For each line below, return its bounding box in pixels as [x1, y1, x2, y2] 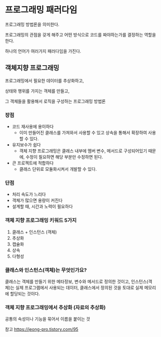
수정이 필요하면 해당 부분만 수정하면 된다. [26, 154, 103, 160]
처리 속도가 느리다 [12, 192, 46, 197]
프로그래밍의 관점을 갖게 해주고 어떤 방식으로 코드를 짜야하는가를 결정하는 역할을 [5, 32, 156, 37]
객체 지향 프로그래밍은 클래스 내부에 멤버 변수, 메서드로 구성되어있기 [19, 148, 147, 154]
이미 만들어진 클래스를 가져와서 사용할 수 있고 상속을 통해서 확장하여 [19, 130, 147, 136]
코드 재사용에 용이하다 [12, 124, 54, 129]
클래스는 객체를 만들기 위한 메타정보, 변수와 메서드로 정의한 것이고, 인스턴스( [5, 278, 148, 284]
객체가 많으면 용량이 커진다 [12, 197, 63, 203]
